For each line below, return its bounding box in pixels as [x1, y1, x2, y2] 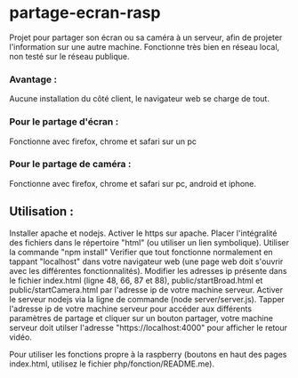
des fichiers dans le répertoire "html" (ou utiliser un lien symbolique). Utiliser [9, 237, 290, 247]
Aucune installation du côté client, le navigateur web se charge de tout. [9, 93, 270, 104]
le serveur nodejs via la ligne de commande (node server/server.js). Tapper [9, 294, 285, 304]
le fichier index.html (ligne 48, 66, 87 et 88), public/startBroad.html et [9, 275, 263, 286]
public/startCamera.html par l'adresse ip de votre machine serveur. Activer [9, 284, 283, 295]
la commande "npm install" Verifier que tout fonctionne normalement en [9, 246, 273, 257]
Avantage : [9, 73, 58, 85]
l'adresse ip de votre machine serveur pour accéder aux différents [9, 303, 252, 314]
